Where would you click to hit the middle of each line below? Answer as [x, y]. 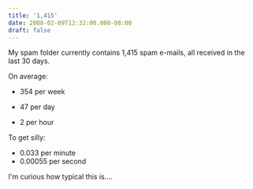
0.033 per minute [48, 153]
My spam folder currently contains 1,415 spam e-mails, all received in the [127, 53]
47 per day [37, 107]
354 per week [42, 92]
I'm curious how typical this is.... [60, 177]
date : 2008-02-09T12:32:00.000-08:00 [70, 23]
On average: [28, 77]
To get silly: [27, 138]
